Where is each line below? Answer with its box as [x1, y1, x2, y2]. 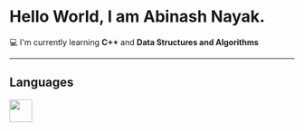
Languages [9, 75, 74, 90]
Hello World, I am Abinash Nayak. [9, 6, 265, 27]
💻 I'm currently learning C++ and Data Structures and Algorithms [9, 36, 260, 47]
